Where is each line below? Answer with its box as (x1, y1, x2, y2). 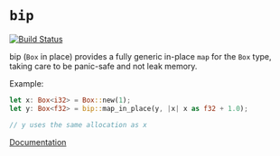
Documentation (9, 136, 67, 147)
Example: (9, 78, 44, 88)
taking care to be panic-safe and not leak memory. (9, 60, 198, 71)
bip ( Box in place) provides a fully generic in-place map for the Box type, (9, 50, 273, 61)
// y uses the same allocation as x (9, 120, 147, 129)
